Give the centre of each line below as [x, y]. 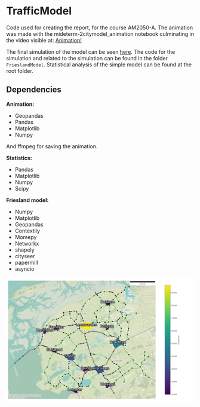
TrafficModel [39, 11]
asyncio [24, 269]
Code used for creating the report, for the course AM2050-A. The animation [100, 27]
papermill [27, 262]
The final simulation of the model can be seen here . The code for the [91, 51]
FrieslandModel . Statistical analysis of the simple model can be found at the [99, 65]
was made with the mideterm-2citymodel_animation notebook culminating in [100, 33]
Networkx [27, 243]
